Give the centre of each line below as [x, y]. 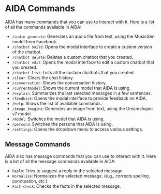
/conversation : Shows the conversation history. [59, 82]
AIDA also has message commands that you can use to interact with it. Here [80, 156]
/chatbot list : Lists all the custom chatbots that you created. [73, 72]
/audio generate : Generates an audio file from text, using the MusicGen [83, 36]
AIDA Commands [40, 8]
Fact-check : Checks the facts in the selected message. [66, 186]
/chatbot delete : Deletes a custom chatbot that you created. [73, 57]
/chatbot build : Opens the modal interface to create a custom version [82, 47]
